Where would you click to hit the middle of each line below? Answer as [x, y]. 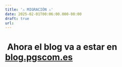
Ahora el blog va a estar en [62, 47]
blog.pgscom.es [39, 58]
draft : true [17, 18]
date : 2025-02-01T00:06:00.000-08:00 [43, 14]
